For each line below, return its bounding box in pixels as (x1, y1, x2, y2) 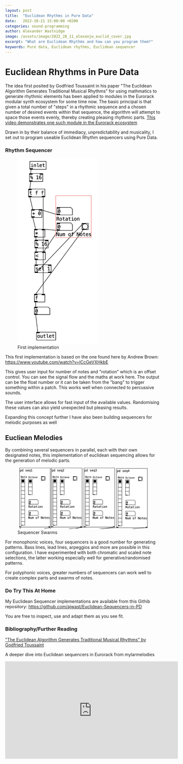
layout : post (5, 8, 32, 13)
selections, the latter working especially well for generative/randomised (5, 554, 150, 561)
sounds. (5, 390, 22, 396)
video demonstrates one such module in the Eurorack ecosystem (5, 119, 138, 126)
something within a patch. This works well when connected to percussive (5, 384, 154, 390)
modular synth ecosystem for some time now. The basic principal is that (5, 98, 151, 104)
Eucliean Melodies (5, 434, 63, 442)
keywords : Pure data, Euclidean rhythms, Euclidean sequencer (5, 45, 136, 49)
